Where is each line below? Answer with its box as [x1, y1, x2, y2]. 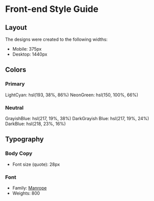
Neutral [5, 104, 24, 111]
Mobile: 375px [12, 46, 42, 52]
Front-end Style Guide [5, 3, 98, 15]
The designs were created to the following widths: [5, 36, 108, 42]
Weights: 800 [12, 190, 40, 196]
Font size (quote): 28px [12, 161, 60, 167]
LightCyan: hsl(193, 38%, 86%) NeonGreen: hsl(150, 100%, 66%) [5, 92, 139, 98]
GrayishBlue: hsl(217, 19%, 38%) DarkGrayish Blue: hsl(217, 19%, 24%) [5, 115, 150, 121]
